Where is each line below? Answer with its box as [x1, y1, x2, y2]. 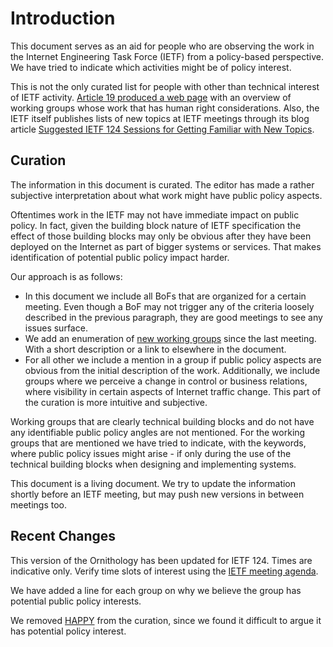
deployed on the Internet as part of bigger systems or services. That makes [10, 240, 322, 252]
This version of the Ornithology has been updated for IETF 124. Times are [10, 554, 313, 566]
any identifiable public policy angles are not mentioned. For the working [10, 426, 306, 438]
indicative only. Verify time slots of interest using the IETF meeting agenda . [10, 565, 319, 577]
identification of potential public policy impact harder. [10, 251, 230, 263]
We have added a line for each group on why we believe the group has [10, 584, 302, 596]
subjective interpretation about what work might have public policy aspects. [10, 189, 323, 201]
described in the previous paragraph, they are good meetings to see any [24, 311, 323, 323]
